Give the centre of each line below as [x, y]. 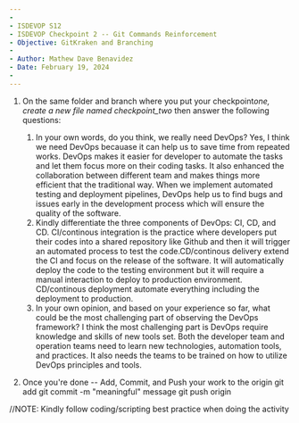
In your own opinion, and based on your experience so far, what [153, 308]
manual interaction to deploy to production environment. [139, 279]
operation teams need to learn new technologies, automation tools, [158, 345]
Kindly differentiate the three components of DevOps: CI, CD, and [156, 222]
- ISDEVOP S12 [36, 26]
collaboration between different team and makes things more [148, 175]
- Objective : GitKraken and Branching [81, 42]
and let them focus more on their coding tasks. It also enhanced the [160, 165]
